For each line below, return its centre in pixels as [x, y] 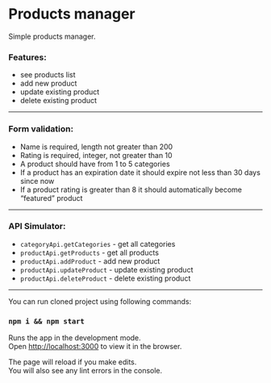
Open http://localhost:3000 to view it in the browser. [95, 347]
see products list [48, 75]
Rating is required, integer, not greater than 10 [96, 155]
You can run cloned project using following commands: [100, 301]
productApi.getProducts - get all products [90, 252]
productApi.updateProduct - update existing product [106, 269]
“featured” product [51, 198]
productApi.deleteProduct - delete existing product [105, 278]
